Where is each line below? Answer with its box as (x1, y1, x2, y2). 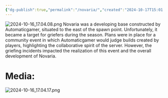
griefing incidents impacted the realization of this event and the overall (5, 47, 152, 53)
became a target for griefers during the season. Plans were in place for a (5, 31, 156, 37)
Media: (5, 70, 35, 81)
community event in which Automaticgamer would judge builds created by (5, 37, 159, 43)
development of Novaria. (5, 53, 57, 59)
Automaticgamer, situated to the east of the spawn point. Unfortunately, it (5, 26, 157, 32)
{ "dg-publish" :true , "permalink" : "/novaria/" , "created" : (5, 7, 125, 12)
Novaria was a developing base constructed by (62, 21, 161, 27)
